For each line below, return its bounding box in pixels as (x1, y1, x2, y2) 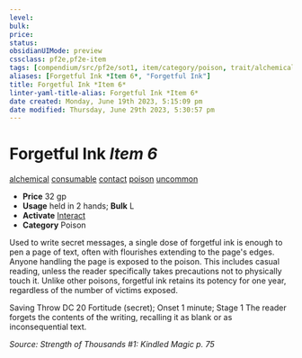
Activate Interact (22, 210, 86, 221)
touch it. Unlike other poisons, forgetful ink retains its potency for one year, (9, 275, 287, 286)
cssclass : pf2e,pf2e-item (9, 55, 106, 64)
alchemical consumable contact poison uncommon (9, 174, 199, 184)
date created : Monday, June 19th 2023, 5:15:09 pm (9, 96, 203, 106)
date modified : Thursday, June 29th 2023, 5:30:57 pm (9, 105, 216, 114)
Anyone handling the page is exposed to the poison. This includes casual (9, 256, 280, 267)
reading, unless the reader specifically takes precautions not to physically (9, 266, 282, 277)
